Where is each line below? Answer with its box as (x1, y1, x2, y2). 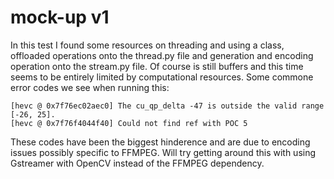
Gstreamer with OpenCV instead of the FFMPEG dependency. (10, 157, 265, 169)
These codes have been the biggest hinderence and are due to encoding (10, 136, 311, 148)
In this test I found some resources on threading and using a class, (10, 39, 285, 51)
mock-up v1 (10, 6, 110, 29)
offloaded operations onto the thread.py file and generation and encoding (10, 49, 314, 61)
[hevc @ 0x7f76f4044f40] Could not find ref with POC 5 (10, 118, 248, 128)
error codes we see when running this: (10, 81, 170, 93)
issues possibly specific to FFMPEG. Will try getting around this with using (10, 146, 317, 158)
